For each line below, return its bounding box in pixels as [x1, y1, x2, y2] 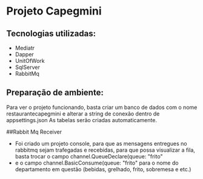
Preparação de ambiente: [6, 88, 104, 98]
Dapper [15, 51, 35, 58]
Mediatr [15, 44, 35, 51]
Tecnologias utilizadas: [6, 28, 96, 39]
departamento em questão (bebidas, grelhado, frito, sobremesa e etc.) [15, 165, 191, 173]
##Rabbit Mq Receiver [6, 128, 62, 135]
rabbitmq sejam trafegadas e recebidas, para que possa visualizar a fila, [15, 146, 196, 154]
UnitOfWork [15, 57, 45, 64]
